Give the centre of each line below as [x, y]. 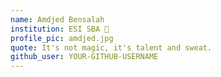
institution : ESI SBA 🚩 [60, 29]
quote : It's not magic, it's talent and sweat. [111, 47]
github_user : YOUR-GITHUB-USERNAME [84, 57]
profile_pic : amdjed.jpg [62, 38]
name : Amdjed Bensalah [57, 19]
